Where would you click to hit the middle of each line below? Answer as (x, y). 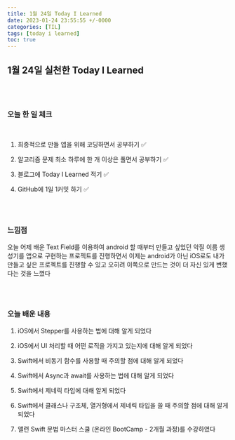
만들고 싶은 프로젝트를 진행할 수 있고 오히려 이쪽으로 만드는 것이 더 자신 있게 (111, 265)
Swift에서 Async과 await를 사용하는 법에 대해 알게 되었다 (95, 375)
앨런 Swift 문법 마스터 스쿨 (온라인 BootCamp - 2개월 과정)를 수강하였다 (116, 429)
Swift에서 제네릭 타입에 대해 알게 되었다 (72, 390)
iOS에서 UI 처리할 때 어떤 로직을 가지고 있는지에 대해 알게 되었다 (105, 345)
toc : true (22, 40)
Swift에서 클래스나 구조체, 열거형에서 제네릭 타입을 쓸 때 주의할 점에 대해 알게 (123, 405)
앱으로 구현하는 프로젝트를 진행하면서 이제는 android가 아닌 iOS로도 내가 (125, 255)
